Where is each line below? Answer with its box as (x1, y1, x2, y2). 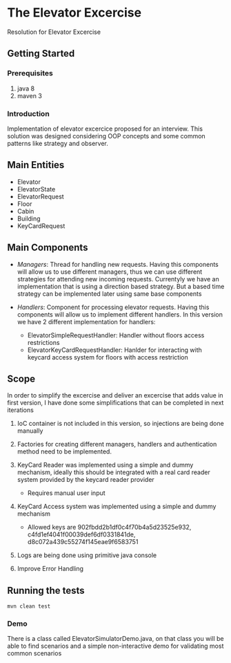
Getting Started (7, 48, 75, 59)
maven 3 (17, 91, 43, 100)
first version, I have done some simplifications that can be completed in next (7, 399, 224, 407)
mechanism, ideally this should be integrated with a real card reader (17, 468, 210, 476)
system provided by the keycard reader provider (17, 476, 155, 484)
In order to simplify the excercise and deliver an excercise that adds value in (7, 391, 223, 400)
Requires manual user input (27, 489, 106, 497)
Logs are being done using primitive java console (17, 551, 157, 559)
